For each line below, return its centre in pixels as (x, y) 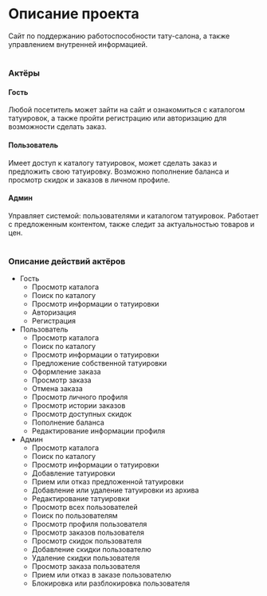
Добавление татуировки (73, 473)
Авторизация (54, 312)
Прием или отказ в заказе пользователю (101, 575)
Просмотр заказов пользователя (88, 533)
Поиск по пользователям (75, 516)
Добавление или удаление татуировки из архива (115, 490)
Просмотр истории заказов (79, 406)
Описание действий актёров (67, 261)
